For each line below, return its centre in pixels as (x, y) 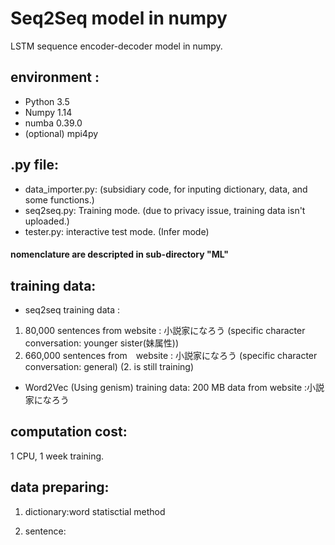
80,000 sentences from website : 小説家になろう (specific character (165, 330)
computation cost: (69, 432)
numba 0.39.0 (53, 123)
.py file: (34, 165)
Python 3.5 (47, 101)
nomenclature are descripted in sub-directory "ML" (120, 254)
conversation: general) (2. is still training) (109, 366)
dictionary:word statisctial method (95, 511)
